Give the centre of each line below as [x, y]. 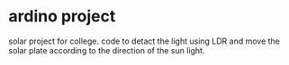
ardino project [62, 16]
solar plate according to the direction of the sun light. [107, 50]
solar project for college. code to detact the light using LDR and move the [144, 41]
